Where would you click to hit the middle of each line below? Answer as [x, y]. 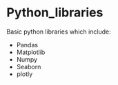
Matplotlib [31, 52]
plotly [24, 74]
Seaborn [29, 66]
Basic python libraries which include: [59, 32]
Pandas [27, 45]
